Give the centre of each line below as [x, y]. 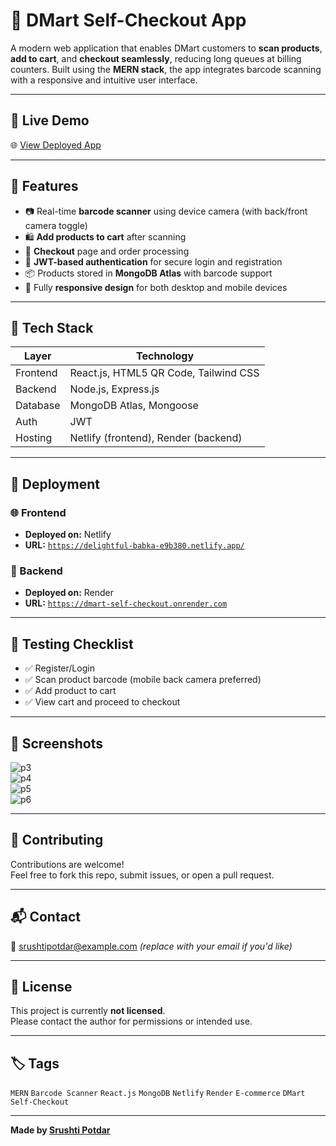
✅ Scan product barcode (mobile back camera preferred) [143, 680]
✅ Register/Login [59, 668]
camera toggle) [56, 225]
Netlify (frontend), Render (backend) [156, 438]
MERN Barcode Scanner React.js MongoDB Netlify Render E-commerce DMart [158, 1094]
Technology [165, 356]
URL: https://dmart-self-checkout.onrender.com [126, 603]
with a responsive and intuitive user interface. [104, 80]
